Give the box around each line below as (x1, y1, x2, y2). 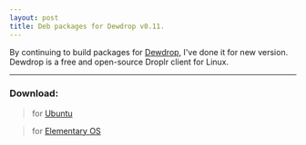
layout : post (9, 13, 59, 23)
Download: (9, 87, 59, 100)
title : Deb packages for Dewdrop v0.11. (9, 22, 166, 31)
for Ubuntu (31, 108, 73, 119)
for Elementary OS (31, 125, 102, 136)
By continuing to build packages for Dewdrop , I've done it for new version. (9, 46, 289, 57)
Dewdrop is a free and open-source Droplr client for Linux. (9, 56, 229, 67)
